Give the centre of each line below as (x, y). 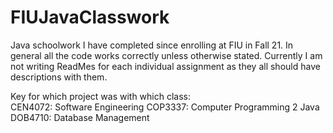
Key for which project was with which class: (101, 96)
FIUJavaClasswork (90, 17)
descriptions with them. (59, 77)
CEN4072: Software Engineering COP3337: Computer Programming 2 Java (165, 107)
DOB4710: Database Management (80, 117)
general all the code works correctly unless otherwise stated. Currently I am (166, 55)
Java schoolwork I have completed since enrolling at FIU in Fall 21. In (152, 45)
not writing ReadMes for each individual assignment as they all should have (165, 66)
